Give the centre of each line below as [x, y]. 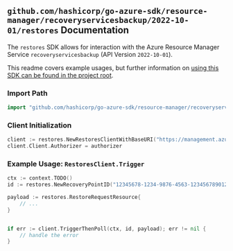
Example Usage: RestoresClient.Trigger [76, 164]
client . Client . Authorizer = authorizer [65, 146]
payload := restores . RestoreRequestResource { [74, 198]
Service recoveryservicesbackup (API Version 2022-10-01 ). [90, 54]
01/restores [33, 31]
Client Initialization [40, 125]
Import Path [27, 93]
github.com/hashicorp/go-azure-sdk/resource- [107, 11]
